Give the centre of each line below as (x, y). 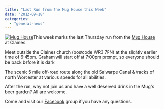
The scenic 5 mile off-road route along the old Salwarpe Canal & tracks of (80, 72)
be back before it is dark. (30, 62)
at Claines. (16, 43)
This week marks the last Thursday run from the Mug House (94, 37)
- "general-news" (27, 23)
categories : (17, 19)
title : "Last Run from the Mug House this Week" (56, 10)
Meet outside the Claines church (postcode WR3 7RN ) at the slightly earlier (81, 52)
